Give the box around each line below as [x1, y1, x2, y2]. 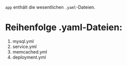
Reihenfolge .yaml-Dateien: [5, 22, 122, 33]
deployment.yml [12, 54, 46, 60]
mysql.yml [12, 38, 34, 44]
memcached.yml [12, 48, 48, 54]
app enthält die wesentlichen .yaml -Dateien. [5, 4, 95, 10]
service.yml [12, 43, 37, 49]
